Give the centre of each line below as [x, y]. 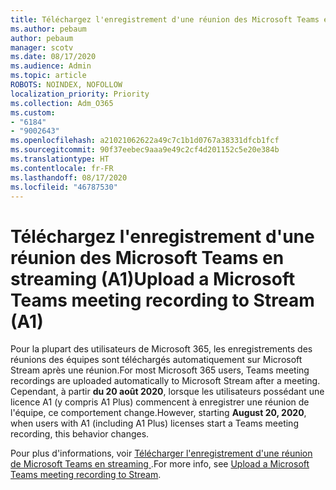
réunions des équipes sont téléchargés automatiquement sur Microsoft [156, 360]
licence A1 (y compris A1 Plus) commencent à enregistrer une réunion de [160, 402]
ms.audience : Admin [51, 66]
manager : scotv [42, 47]
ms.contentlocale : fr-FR [62, 168]
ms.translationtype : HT [60, 159]
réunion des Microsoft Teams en [147, 257]
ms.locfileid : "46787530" [64, 187]
